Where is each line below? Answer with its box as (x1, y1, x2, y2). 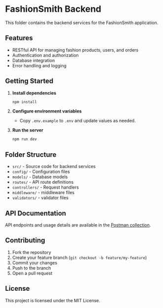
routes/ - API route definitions (12, 179, 74, 185)
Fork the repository (12, 249, 52, 255)
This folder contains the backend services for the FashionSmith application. (5, 20, 159, 26)
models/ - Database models (12, 174, 68, 180)
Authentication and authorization (12, 52, 79, 58)
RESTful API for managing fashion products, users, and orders (12, 47, 139, 53)
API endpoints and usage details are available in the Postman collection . (5, 222, 151, 228)
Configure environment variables (12, 108, 82, 114)
